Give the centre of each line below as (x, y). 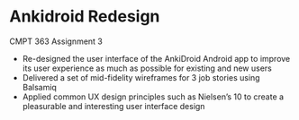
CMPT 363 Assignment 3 (56, 41)
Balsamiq (39, 87)
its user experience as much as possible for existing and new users (147, 68)
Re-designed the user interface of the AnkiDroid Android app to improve (156, 58)
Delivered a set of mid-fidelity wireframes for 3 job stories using (141, 77)
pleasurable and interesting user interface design (113, 106)
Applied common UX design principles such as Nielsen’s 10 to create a (153, 97)
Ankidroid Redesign (85, 17)
